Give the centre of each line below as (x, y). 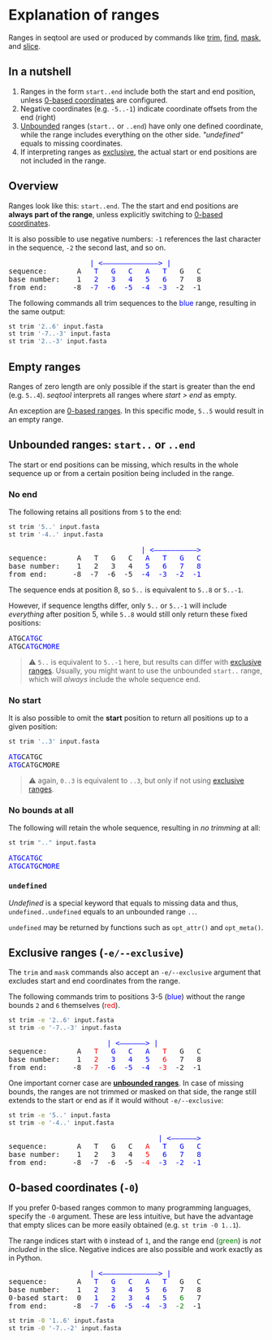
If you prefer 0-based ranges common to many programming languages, (130, 1207)
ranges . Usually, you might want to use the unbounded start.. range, (145, 670)
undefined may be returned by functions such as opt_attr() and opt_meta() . (136, 927)
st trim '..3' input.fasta (54, 742)
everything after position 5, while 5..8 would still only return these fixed (128, 614)
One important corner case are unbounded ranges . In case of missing (126, 1083)
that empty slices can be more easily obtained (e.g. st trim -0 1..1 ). (125, 1224)
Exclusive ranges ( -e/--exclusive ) (96, 952)
